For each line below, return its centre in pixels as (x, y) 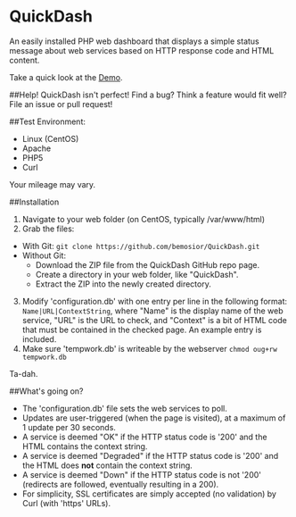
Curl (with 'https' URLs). (66, 503)
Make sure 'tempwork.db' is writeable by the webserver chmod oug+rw (150, 348)
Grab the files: (48, 229)
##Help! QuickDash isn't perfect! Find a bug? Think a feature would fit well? (148, 95)
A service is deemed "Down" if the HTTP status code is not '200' (141, 474)
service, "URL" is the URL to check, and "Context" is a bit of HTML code (154, 320)
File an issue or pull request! (61, 104)
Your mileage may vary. (53, 184)
